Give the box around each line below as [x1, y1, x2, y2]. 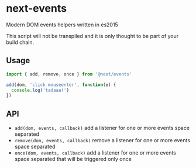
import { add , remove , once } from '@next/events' [6, 71, 132, 77]
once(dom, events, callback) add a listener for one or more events [14, 149, 177, 156]
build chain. [6, 39, 34, 46]
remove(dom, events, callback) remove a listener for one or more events [14, 137, 191, 144]
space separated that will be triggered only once [14, 156, 132, 163]
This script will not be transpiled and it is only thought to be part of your [6, 32, 179, 39]
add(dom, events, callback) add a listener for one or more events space [14, 125, 190, 132]
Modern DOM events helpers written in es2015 [6, 21, 118, 28]
